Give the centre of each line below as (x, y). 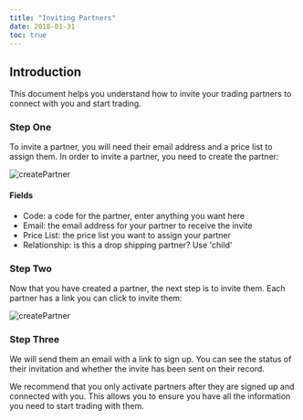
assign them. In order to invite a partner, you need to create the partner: (144, 157)
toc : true (28, 35)
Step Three (35, 339)
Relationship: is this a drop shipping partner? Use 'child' (127, 245)
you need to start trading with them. (77, 406)
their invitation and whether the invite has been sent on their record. (137, 369)
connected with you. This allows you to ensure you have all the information (150, 396)
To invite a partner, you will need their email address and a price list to (141, 147)
